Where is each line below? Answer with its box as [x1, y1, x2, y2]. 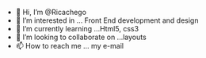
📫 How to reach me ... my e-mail [15, 42, 124, 50]
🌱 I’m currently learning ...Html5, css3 [15, 24, 139, 33]
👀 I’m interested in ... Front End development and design [15, 16, 199, 25]
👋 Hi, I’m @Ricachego [15, 8, 87, 16]
